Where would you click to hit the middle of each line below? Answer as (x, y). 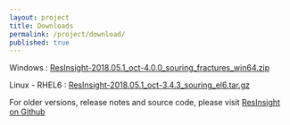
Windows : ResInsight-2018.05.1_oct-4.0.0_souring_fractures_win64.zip (140, 68)
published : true (39, 42)
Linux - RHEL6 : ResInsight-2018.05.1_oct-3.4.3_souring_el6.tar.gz (129, 85)
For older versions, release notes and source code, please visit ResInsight (145, 103)
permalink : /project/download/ (67, 34)
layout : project (39, 17)
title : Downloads (41, 26)
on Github (28, 112)
